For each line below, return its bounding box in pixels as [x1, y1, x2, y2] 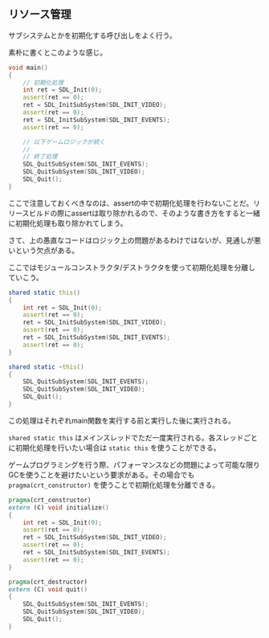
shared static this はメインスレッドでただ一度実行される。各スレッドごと [8, 432, 259, 442]
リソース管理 [8, 7, 71, 22]
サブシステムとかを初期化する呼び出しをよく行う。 [8, 31, 177, 40]
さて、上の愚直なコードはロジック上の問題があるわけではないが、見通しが [8, 235, 255, 245]
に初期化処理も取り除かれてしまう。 [8, 218, 128, 227]
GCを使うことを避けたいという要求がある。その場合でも [8, 469, 195, 480]
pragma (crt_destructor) [8, 578, 88, 586]
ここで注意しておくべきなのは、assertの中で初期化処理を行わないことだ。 [8, 198, 254, 207]
